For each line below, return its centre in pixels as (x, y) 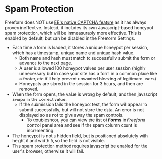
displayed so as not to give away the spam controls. (71, 115)
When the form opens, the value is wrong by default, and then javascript (84, 94)
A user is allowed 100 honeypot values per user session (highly (82, 68)
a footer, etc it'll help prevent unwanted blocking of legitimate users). (88, 79)
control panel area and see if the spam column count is (82, 125)
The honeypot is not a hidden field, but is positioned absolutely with (80, 136)
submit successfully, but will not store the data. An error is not (81, 109)
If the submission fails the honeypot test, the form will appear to (83, 104)
